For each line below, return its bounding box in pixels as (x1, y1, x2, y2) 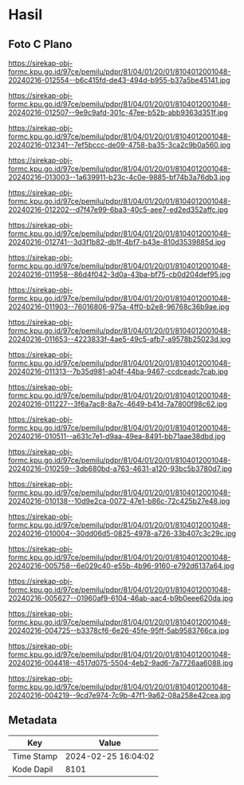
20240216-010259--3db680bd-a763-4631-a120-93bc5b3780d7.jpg (8, 464, 233, 473)
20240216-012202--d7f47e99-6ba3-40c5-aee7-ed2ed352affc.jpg (8, 205, 229, 214)
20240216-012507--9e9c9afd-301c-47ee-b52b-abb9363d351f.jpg (8, 108, 229, 117)
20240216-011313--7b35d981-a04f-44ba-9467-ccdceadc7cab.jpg (8, 367, 229, 376)
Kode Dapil (12, 763, 53, 775)
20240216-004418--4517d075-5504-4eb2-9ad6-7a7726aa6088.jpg (8, 658, 234, 667)
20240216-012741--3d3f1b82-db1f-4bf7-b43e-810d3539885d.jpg (8, 237, 226, 246)
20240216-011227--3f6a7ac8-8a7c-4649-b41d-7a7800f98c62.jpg (8, 399, 227, 408)
